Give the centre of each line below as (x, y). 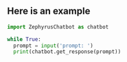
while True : (24, 39)
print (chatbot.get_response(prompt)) (67, 52)
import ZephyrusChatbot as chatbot (58, 27)
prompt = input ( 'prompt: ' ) (54, 46)
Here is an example (49, 11)
